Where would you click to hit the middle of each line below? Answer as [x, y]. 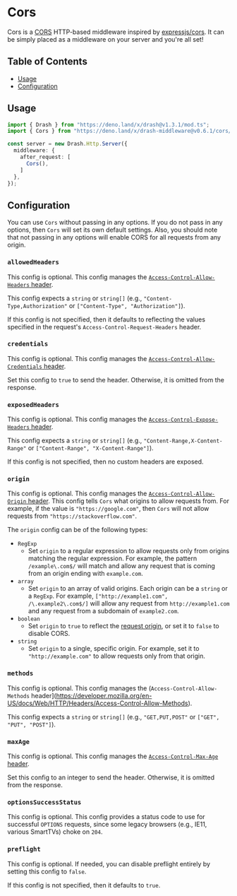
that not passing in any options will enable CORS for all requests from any [114, 237]
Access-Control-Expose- [183, 420]
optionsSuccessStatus [44, 802]
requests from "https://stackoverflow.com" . [72, 516]
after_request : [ [45, 157]
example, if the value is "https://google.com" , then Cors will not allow [108, 509]
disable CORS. [49, 634]
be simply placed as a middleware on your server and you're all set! [105, 39]
